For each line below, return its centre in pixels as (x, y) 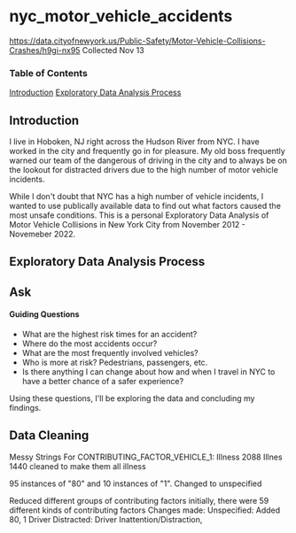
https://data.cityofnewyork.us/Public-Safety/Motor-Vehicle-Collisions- (137, 41)
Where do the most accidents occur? (90, 344)
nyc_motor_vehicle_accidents (121, 16)
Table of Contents (49, 73)
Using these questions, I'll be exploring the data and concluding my (132, 398)
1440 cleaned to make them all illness (78, 466)
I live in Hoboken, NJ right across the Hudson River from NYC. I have (134, 142)
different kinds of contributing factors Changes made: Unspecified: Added (145, 510)
